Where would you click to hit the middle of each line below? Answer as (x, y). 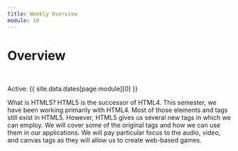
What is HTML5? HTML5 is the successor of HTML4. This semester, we (112, 103)
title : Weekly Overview (43, 14)
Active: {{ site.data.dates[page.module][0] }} (73, 89)
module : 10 (23, 21)
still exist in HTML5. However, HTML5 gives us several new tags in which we (119, 118)
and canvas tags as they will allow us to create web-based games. (105, 140)
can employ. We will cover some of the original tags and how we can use (114, 125)
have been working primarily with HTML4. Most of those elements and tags (118, 110)
